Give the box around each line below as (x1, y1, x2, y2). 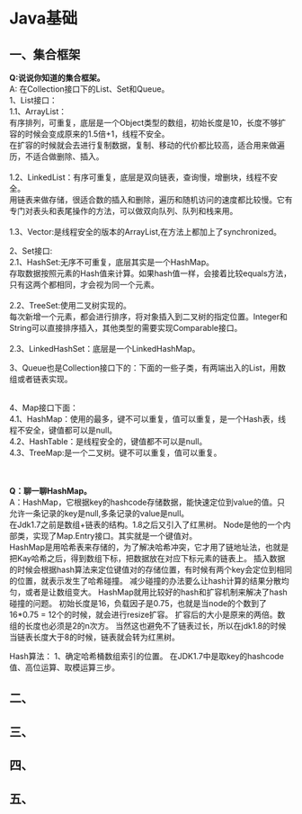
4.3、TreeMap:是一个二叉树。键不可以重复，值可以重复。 (9, 447, 222, 458)
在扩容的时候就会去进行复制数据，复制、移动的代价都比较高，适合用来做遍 (9, 140, 285, 150)
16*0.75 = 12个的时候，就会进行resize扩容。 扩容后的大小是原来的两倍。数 (9, 609, 286, 620)
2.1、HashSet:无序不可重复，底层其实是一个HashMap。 (9, 257, 214, 267)
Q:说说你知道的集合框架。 (9, 73, 105, 83)
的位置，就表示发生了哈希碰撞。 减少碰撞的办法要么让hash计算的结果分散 (9, 576, 281, 586)
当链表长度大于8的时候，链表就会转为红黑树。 (9, 631, 180, 642)
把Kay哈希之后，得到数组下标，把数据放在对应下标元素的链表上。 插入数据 (9, 553, 286, 563)
